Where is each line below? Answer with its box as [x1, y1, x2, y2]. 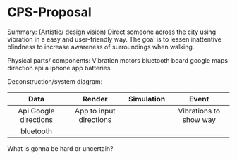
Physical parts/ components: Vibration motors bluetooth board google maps [7, 56, 228, 64]
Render [83, 94, 108, 104]
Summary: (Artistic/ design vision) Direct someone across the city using [7, 27, 217, 36]
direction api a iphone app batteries [7, 63, 111, 72]
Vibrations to [178, 106, 221, 116]
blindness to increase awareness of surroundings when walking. [7, 42, 195, 51]
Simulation [128, 94, 166, 104]
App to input [75, 106, 116, 116]
